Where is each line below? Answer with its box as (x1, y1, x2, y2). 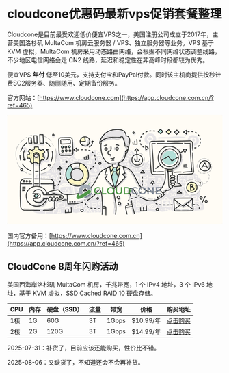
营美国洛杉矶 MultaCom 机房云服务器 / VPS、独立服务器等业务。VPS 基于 (7, 38, 214, 47)
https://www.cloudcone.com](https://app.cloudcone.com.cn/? (39, 93, 214, 101)
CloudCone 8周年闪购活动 (7, 261, 118, 272)
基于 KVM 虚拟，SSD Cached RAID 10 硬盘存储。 (18, 289, 157, 297)
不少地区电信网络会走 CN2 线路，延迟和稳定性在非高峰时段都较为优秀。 (7, 55, 209, 64)
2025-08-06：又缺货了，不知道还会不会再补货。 (7, 359, 145, 367)
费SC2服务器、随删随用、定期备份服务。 (7, 79, 121, 87)
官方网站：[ (7, 93, 40, 101)
